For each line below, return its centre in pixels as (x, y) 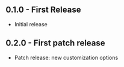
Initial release (31, 24)
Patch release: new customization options (66, 57)
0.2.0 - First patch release (56, 43)
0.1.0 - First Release (43, 10)
